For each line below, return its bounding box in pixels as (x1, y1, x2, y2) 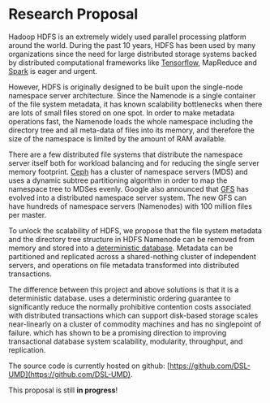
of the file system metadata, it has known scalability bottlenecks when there (8, 99, 263, 109)
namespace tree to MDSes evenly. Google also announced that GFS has (8, 184, 249, 193)
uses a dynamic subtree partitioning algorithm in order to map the (8, 175, 228, 185)
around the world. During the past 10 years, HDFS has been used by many (8, 40, 256, 50)
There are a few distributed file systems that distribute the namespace (8, 149, 243, 159)
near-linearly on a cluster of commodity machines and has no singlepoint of (8, 318, 262, 329)
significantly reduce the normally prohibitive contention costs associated (8, 301, 251, 311)
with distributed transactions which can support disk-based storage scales (8, 310, 259, 320)
